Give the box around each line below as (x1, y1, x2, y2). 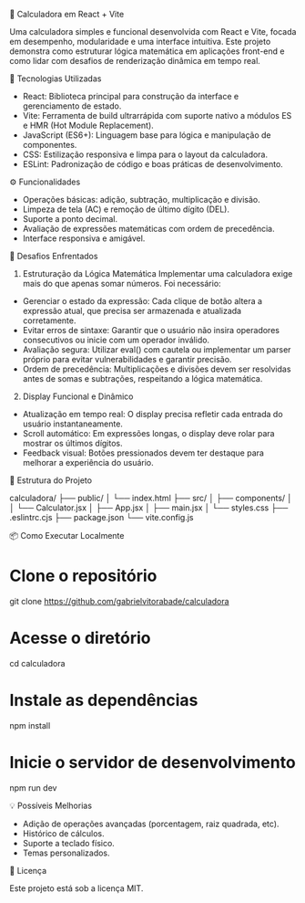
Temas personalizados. (22, 847, 111, 858)
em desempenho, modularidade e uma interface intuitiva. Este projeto (9, 37, 271, 47)
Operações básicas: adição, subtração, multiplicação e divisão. (22, 194, 261, 205)
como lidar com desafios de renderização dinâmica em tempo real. (9, 56, 261, 66)
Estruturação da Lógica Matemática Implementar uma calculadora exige (22, 268, 293, 278)
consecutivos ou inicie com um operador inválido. (22, 334, 210, 345)
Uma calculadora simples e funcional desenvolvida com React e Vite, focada (9, 26, 297, 37)
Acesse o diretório (9, 628, 151, 648)
